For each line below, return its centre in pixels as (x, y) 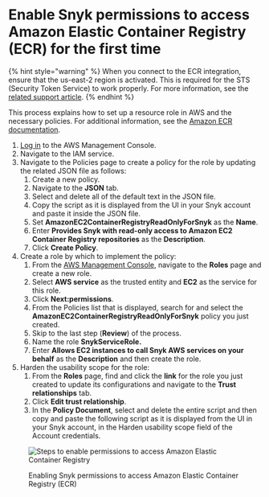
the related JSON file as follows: (73, 170)
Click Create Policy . (65, 248)
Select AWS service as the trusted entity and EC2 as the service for (145, 281)
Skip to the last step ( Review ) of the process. (107, 333)
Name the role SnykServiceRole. (87, 341)
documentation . (35, 129)
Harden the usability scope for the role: (85, 367)
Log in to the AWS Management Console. (88, 145)
